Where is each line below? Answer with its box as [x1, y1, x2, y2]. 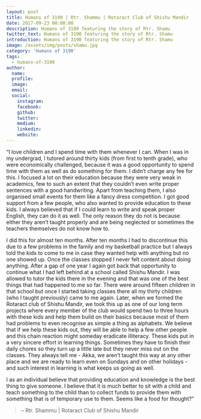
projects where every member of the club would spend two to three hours [6, 307, 189, 314]
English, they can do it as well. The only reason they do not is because [6, 212, 181, 219]
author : [6, 64, 26, 71]
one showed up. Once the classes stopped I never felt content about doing [6, 255, 191, 263]
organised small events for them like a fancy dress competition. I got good [6, 193, 190, 200]
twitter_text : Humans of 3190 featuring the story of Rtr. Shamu [6, 31, 173, 37]
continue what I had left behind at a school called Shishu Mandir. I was [6, 268, 181, 275]
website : [17, 132, 39, 138]
